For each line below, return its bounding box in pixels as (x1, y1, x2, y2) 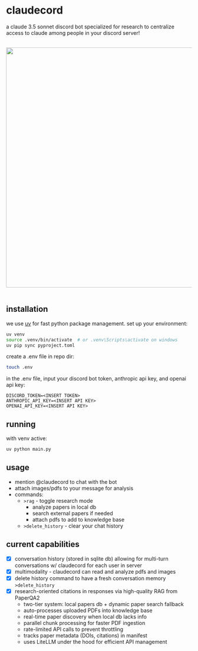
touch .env (6, 364, 33, 370)
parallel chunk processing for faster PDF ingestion (23, 619, 146, 626)
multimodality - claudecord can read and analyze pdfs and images (14, 568, 176, 575)
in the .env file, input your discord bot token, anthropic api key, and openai (6, 375, 187, 382)
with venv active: (6, 435, 47, 442)
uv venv (6, 331, 25, 337)
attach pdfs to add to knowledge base (32, 516, 125, 523)
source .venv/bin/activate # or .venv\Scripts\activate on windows (6, 337, 178, 343)
